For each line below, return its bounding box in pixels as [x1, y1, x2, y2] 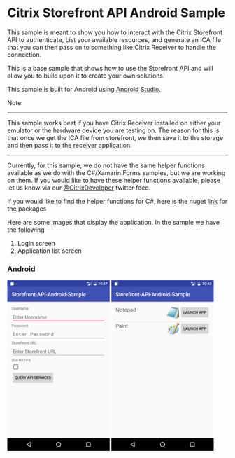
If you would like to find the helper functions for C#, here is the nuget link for [7, 197, 228, 205]
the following [7, 225, 45, 234]
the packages [7, 204, 47, 213]
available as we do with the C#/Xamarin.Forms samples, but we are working [7, 168, 226, 176]
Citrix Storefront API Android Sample [7, 5, 226, 21]
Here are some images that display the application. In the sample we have [7, 218, 220, 226]
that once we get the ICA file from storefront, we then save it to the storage [7, 133, 224, 141]
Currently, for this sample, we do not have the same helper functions [7, 161, 205, 169]
